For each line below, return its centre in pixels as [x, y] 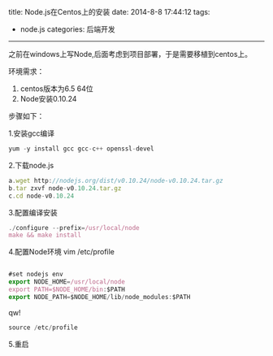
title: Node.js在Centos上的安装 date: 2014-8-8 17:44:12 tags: [109, 12]
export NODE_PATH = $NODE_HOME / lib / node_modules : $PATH [100, 297]
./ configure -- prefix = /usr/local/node [74, 228]
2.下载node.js [31, 165]
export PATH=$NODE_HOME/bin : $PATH [67, 289]
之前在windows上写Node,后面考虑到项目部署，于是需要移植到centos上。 [130, 54]
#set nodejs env [36, 275]
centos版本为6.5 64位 [56, 89]
